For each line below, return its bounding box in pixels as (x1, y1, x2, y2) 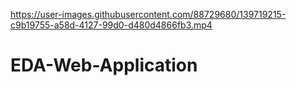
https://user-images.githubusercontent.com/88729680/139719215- (10, 9, 287, 20)
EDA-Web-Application (10, 54, 198, 77)
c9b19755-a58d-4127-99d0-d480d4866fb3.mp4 (10, 19, 213, 31)
